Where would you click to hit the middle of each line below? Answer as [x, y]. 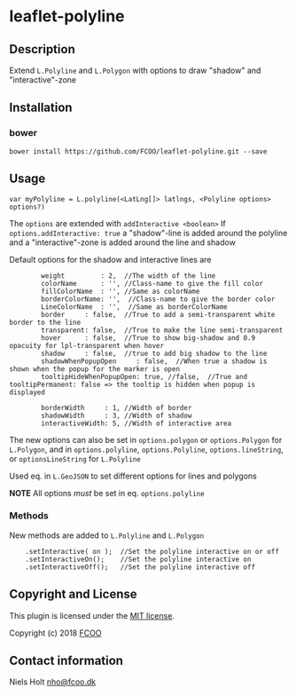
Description [42, 49]
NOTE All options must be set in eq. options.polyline [107, 493]
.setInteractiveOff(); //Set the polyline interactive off [140, 567]
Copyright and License [73, 594]
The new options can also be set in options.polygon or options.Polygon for [146, 439]
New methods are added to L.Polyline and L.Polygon [107, 535]
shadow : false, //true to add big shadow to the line [154, 353]
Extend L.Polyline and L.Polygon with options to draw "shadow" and [135, 70]
